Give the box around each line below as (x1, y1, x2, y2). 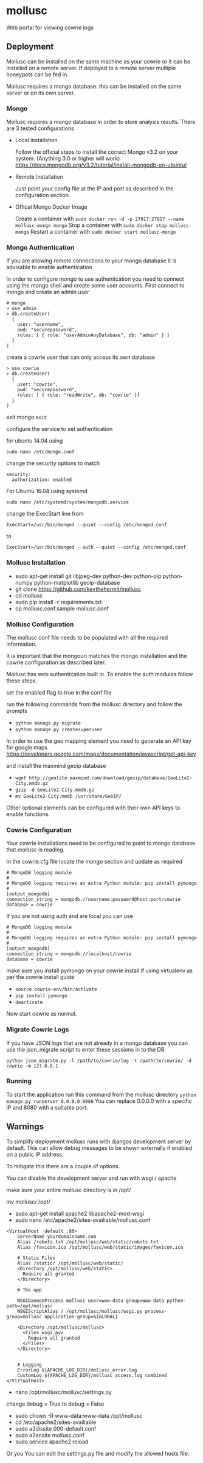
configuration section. (15, 192, 71, 199)
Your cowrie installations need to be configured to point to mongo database (6, 840, 196, 847)
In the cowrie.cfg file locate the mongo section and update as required (6, 858, 182, 865)
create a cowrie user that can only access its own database (6, 353, 156, 361)
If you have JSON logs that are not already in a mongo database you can (6, 1039, 188, 1047)
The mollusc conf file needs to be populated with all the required (6, 634, 168, 641)
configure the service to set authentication (6, 425, 113, 433)
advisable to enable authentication (6, 264, 93, 271)
